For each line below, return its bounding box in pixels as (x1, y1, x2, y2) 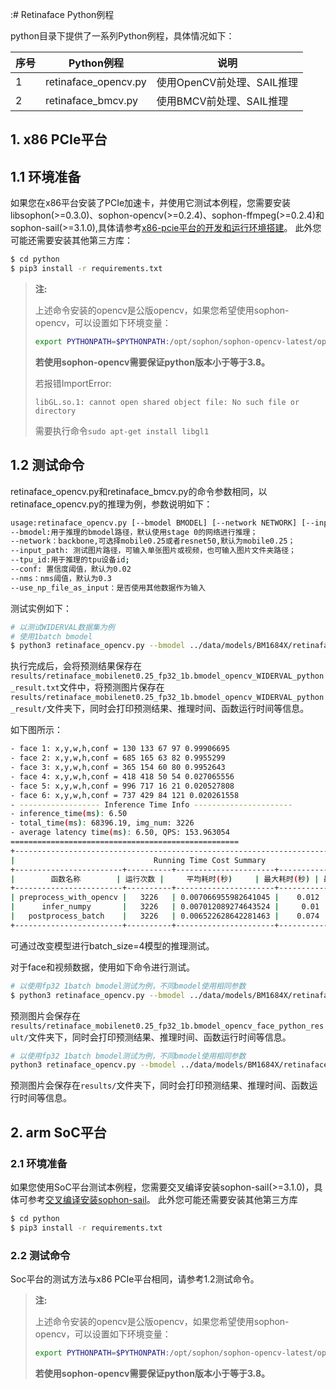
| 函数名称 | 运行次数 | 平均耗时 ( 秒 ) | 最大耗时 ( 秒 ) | (10, 874, 320, 884)
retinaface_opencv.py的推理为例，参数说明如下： (10, 498, 213, 510)
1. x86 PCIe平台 (10, 131, 108, 148)
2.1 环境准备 (10, 1156, 68, 1170)
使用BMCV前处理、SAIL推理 (156, 94, 289, 108)
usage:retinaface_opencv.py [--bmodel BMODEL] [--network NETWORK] (10, 518, 298, 528)
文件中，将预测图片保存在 (59, 681, 165, 693)
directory (34, 406, 77, 416)
